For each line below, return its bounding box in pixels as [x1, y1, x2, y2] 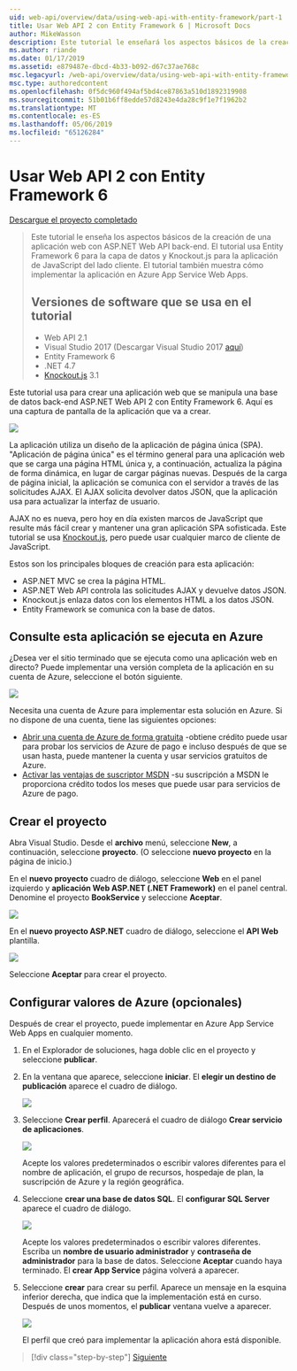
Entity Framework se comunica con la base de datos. [21, 604, 216, 614]
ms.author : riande [9, 46, 77, 55]
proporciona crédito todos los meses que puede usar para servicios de [21, 779, 281, 789]
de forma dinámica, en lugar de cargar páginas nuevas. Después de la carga [9, 467, 287, 478]
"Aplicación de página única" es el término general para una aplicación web [9, 449, 286, 459]
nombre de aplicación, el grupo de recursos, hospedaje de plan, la [21, 1167, 264, 1178]
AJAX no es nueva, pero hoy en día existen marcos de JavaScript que [9, 512, 263, 523]
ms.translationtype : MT [9, 104, 97, 112]
